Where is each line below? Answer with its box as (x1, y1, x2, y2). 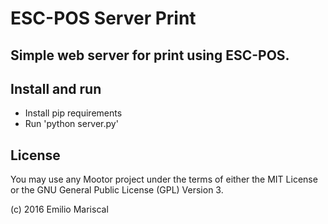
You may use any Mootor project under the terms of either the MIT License (10, 173, 318, 186)
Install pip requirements (24, 107, 123, 119)
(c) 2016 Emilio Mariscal (10, 203, 109, 216)
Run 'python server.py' (24, 118, 119, 130)
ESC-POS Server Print (10, 7, 197, 30)
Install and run (10, 80, 102, 97)
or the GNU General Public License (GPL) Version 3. (10, 184, 224, 196)
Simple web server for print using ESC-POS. (10, 47, 290, 64)
